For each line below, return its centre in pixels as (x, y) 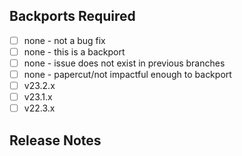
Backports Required (72, 16)
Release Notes (55, 140)
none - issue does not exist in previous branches (124, 63)
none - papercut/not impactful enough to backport (127, 74)
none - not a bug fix (64, 40)
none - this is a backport (74, 51)
